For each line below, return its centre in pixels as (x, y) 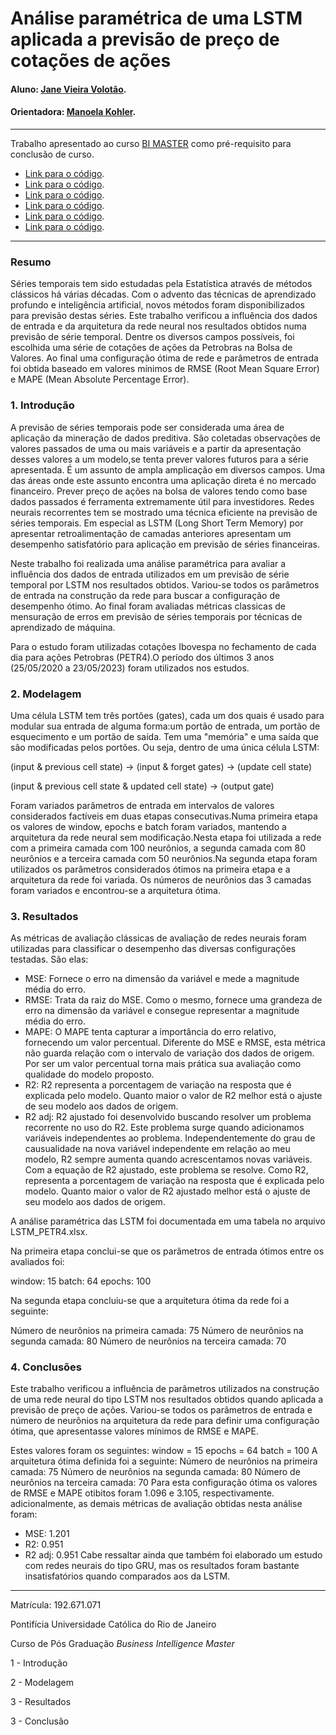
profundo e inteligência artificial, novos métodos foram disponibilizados (157, 305)
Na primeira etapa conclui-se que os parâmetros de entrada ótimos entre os (167, 1251)
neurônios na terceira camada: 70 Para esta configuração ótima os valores (164, 1483)
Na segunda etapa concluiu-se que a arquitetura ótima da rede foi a (150, 1301)
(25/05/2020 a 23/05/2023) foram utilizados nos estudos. (130, 668)
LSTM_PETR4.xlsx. (49, 1232)
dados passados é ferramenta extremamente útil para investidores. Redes (162, 501)
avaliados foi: (37, 1262)
